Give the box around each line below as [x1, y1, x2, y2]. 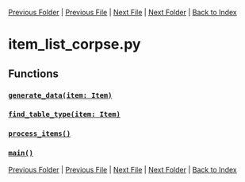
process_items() [8, 130, 71, 138]
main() [8, 149, 34, 158]
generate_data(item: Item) [8, 91, 113, 99]
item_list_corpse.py [8, 36, 141, 53]
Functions [8, 67, 59, 80]
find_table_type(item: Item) [8, 110, 121, 119]
